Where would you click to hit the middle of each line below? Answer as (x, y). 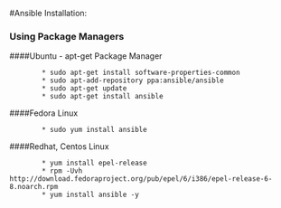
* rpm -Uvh (62, 171)
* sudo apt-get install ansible (103, 97)
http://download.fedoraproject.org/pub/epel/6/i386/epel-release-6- (141, 179)
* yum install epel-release (94, 163)
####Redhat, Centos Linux (60, 147)
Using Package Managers (67, 36)
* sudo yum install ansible (94, 130)
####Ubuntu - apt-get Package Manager (86, 56)
